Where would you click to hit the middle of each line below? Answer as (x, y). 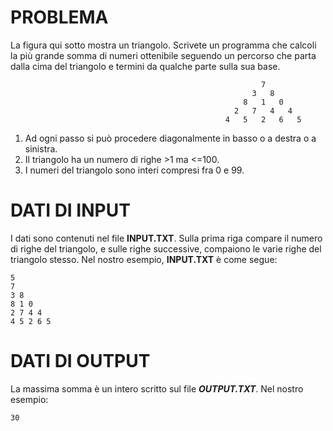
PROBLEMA (59, 17)
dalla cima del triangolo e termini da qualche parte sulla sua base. (145, 66)
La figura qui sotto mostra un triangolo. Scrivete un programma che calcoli (163, 45)
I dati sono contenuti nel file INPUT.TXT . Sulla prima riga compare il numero (166, 238)
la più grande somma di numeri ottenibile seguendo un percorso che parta (163, 55)
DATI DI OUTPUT (80, 361)
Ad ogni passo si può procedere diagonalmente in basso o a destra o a (170, 138)
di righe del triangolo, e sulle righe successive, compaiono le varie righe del (166, 248)
